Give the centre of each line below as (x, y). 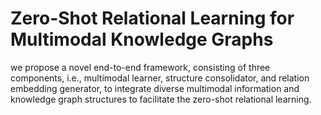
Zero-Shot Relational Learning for (152, 18)
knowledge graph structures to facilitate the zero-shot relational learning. (161, 99)
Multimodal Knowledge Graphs (142, 39)
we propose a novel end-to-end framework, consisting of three (140, 67)
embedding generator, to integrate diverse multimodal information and (155, 88)
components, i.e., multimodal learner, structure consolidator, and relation (160, 78)
